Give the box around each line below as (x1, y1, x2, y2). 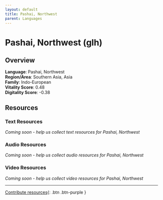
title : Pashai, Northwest (5, 12, 57, 16)
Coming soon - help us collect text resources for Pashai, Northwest (5, 129, 140, 135)
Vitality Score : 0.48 (5, 84, 45, 90)
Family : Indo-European (5, 79, 51, 85)
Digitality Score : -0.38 (5, 90, 50, 95)
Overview (5, 56, 35, 64)
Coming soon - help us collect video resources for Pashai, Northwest (5, 175, 144, 181)
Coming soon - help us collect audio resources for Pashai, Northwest (5, 152, 144, 158)
